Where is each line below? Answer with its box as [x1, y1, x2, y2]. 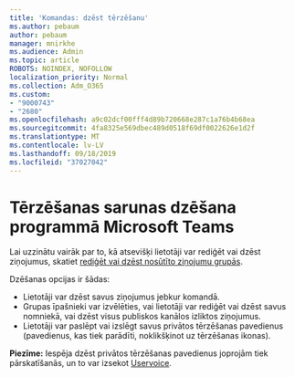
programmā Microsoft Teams [9, 216, 235, 237]
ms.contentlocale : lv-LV [9, 141, 104, 150]
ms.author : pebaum [9, 22, 79, 31]
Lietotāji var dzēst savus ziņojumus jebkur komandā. [22, 291, 221, 302]
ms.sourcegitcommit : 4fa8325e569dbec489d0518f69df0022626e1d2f [9, 124, 256, 133]
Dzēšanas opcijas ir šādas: [9, 274, 111, 285]
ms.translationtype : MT [9, 132, 100, 141]
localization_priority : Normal [9, 73, 129, 82]
